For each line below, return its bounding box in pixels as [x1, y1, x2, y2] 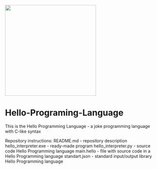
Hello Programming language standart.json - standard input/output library [5, 153, 152, 159]
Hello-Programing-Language [5, 108, 124, 118]
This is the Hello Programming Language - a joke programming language [5, 123, 150, 129]
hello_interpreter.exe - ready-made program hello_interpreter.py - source [5, 143, 151, 149]
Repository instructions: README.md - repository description [5, 138, 127, 143]
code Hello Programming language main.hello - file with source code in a [5, 148, 151, 154]
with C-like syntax [5, 128, 41, 134]
